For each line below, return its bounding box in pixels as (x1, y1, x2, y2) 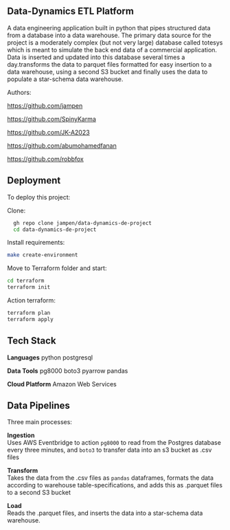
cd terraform (7, 278, 45, 285)
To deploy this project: (7, 192, 71, 201)
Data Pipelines (7, 399, 71, 411)
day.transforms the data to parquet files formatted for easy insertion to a (7, 60, 212, 68)
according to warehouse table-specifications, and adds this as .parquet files (7, 481, 223, 489)
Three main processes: (7, 418, 72, 426)
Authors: (7, 88, 32, 96)
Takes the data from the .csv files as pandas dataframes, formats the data (7, 474, 214, 482)
